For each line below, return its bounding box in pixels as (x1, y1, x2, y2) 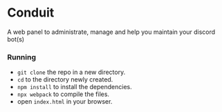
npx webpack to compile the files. (17, 90, 109, 98)
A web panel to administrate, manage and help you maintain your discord (7, 28, 216, 36)
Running (7, 52, 37, 62)
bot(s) (7, 35, 25, 43)
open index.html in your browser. (17, 97, 113, 106)
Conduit (7, 5, 55, 21)
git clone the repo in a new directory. (17, 68, 126, 77)
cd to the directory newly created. (17, 75, 113, 84)
